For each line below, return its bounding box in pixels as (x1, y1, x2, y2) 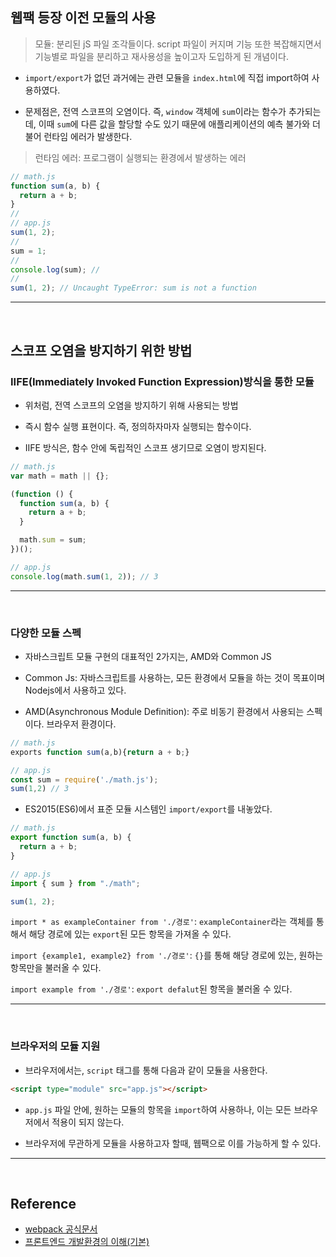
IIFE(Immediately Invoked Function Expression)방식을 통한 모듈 (10, 374, 315, 388)
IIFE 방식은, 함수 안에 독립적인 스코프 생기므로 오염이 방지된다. (24, 441, 267, 453)
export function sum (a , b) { (10, 833, 132, 843)
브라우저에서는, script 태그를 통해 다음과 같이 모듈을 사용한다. (24, 1064, 268, 1076)
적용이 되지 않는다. (51, 1116, 125, 1128)
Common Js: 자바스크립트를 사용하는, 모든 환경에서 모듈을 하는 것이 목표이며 (24, 671, 326, 683)
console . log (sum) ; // (10, 264, 101, 275)
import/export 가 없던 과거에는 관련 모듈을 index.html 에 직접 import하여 (24, 71, 310, 83)
